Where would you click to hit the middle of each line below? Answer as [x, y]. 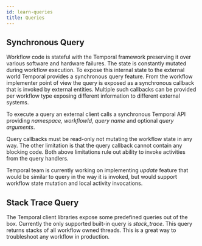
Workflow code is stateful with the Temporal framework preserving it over [99, 57]
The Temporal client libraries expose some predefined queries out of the [97, 217]
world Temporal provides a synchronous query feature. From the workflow [99, 76]
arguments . [21, 127]
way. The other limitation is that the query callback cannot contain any [94, 146]
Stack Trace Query [43, 202]
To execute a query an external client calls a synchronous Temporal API [96, 114]
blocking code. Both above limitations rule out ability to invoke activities [96, 152]
